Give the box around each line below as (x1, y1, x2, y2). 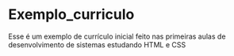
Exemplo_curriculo (8, 6, 135, 24)
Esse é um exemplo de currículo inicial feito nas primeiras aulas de (8, 32, 226, 41)
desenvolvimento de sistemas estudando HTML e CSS (8, 39, 186, 49)
